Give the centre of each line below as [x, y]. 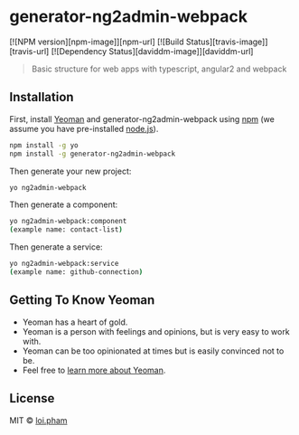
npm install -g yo [44, 145]
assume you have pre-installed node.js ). [84, 128]
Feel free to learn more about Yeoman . [94, 370]
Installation [42, 97]
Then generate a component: [64, 204]
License [32, 398]
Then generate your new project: [70, 171]
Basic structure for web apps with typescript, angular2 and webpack [159, 69]
